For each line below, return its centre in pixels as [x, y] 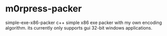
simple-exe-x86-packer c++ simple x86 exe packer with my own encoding [83, 22]
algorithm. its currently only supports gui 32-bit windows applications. [79, 27]
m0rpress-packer [44, 9]
